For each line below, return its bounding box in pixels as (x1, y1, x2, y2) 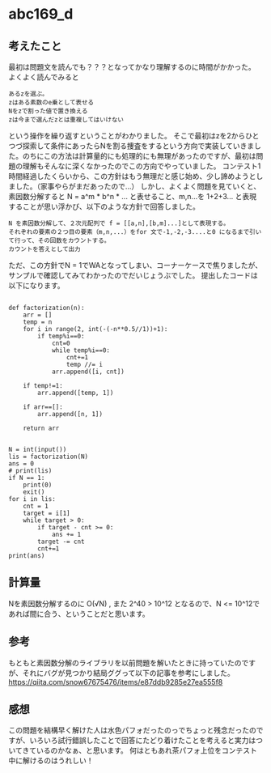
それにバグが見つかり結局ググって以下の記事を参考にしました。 (22, 668, 235, 677)
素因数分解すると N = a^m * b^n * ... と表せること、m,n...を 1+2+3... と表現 (8, 192, 257, 201)
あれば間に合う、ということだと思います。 (8, 609, 150, 618)
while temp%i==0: (51, 346, 111, 355)
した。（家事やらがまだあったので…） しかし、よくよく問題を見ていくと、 (15, 181, 261, 191)
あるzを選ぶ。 (8, 90, 49, 98)
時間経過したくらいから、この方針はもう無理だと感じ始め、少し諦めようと (8, 172, 256, 181)
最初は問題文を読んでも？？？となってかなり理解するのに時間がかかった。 (8, 62, 256, 71)
